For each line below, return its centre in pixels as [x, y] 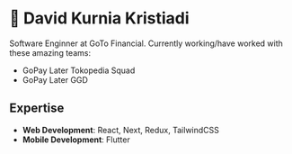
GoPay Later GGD [55, 79]
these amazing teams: [50, 52]
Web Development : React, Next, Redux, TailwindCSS [121, 130]
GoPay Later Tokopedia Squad [79, 70]
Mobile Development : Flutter [76, 140]
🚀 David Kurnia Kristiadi [100, 18]
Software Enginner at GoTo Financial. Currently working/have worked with [146, 43]
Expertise [37, 109]
